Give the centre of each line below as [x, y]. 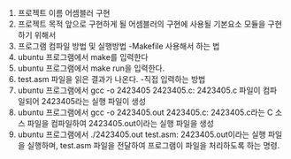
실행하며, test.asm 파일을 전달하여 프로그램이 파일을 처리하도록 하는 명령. [153, 145]
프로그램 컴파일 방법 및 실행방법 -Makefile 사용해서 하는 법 [119, 46]
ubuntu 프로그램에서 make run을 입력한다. [91, 68]
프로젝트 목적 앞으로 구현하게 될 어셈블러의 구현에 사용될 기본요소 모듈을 [142, 24]
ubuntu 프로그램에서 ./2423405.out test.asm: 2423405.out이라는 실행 [142, 134]
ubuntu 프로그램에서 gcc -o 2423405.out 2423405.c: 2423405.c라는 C [145, 112]
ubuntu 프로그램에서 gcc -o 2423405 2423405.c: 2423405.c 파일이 [139, 90]
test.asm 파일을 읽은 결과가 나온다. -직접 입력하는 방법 [111, 79]
